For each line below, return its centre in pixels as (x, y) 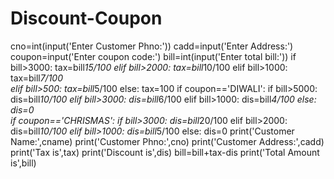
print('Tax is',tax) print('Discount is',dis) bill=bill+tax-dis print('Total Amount (165, 152)
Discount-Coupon (86, 18)
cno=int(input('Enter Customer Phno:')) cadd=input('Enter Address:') (152, 46)
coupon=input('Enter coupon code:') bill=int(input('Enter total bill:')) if (153, 56)
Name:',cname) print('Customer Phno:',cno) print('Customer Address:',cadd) (167, 141)
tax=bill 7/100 (37, 78)
